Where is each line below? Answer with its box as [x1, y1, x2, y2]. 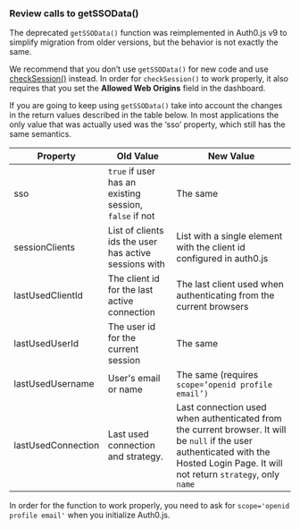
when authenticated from [176, 413, 283, 425]
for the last [107, 284, 154, 296]
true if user [107, 165, 156, 177]
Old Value [116, 150, 159, 163]
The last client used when [176, 278, 284, 291]
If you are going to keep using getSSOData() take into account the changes [9, 100, 283, 111]
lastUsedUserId [13, 337, 79, 350]
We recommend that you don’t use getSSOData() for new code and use [9, 64, 270, 74]
